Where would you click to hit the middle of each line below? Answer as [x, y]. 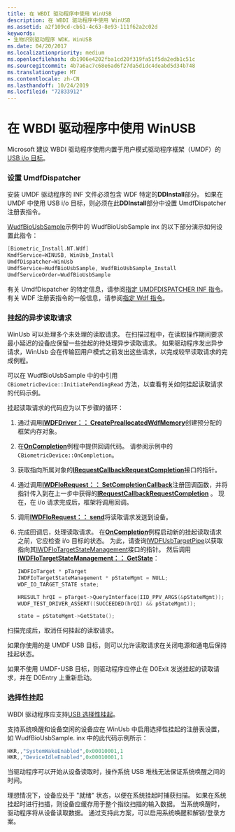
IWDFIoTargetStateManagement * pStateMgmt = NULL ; [93, 578]
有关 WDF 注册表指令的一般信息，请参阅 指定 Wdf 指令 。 [88, 297]
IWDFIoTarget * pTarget [52, 572]
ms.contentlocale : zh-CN [43, 79]
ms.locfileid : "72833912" [45, 92]
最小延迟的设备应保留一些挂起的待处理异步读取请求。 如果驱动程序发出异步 [115, 343]
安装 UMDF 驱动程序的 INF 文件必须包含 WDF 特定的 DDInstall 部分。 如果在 [115, 195]
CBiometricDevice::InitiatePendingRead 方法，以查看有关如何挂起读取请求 [115, 384]
